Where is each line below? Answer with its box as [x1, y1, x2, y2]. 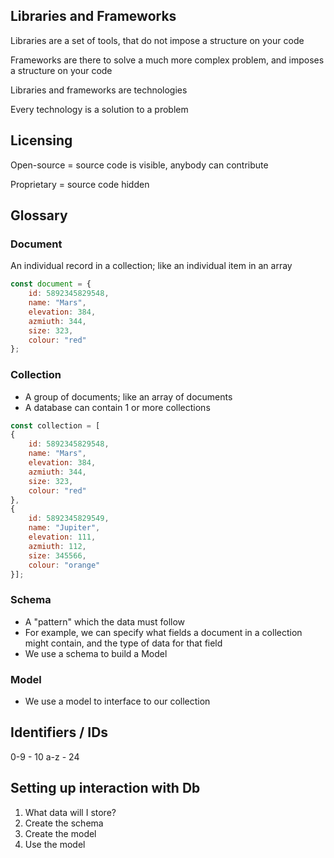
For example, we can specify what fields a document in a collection [24, 626, 303, 638]
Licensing [10, 132, 73, 149]
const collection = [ [10, 420, 101, 431]
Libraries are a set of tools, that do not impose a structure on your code [10, 34, 305, 46]
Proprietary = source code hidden [10, 178, 150, 190]
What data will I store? [24, 806, 117, 818]
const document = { [10, 279, 92, 289]
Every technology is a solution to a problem [10, 103, 189, 115]
